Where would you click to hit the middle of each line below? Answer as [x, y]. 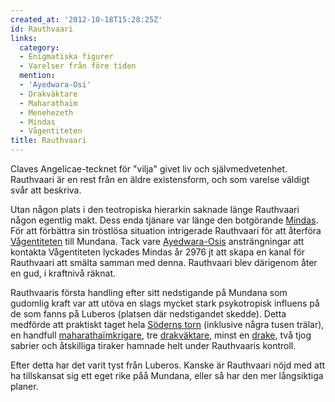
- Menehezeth [46, 112]
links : [24, 38]
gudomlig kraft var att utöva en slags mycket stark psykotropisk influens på [165, 303]
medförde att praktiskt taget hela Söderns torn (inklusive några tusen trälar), [167, 324]
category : [39, 47]
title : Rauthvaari [48, 141]
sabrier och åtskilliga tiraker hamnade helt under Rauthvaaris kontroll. [153, 345]
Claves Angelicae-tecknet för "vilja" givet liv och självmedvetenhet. [149, 169]
